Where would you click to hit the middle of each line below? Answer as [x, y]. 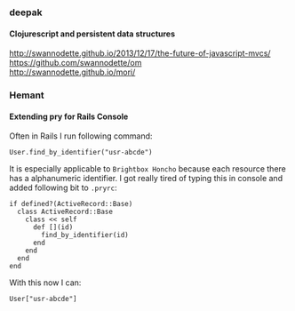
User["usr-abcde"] [43, 299]
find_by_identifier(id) [85, 235]
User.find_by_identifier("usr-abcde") [81, 153]
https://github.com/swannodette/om [76, 63]
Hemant [27, 95]
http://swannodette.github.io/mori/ [72, 72]
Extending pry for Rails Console [69, 116]
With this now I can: [45, 283]
